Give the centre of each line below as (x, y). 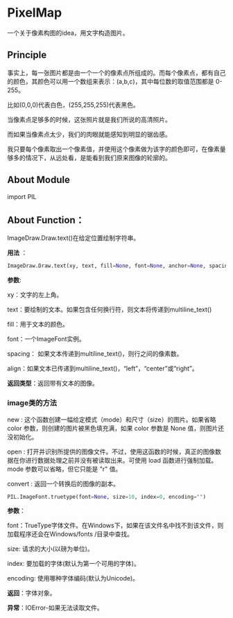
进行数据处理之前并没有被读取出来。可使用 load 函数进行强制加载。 (121, 460)
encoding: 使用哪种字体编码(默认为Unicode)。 (73, 578)
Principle (27, 55)
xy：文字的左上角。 (35, 295)
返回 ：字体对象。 (32, 593)
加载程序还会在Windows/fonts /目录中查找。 (70, 534)
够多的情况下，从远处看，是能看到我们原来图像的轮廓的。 (89, 157)
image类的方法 (32, 403)
